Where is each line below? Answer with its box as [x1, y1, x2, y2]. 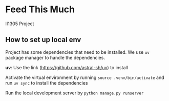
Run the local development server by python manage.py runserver [5, 90, 144, 96]
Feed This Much [5, 4, 75, 15]
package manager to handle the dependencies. [5, 54, 105, 60]
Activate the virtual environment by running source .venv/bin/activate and [5, 74, 165, 80]
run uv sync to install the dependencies [5, 79, 88, 86]
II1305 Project [5, 21, 34, 27]
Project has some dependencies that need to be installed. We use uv [5, 49, 150, 55]
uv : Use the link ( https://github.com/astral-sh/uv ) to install [5, 64, 128, 70]
